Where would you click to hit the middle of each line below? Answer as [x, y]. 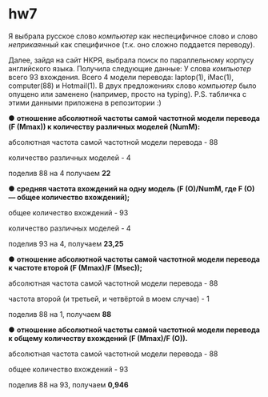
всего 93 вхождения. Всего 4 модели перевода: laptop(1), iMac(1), [121, 77]
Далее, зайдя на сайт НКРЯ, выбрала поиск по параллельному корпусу [131, 60]
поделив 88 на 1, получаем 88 [60, 314]
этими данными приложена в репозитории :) [85, 102]
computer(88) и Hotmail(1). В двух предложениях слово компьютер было [133, 86]
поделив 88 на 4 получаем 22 [60, 173]
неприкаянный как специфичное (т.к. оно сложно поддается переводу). [132, 44]
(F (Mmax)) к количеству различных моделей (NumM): [104, 126]
